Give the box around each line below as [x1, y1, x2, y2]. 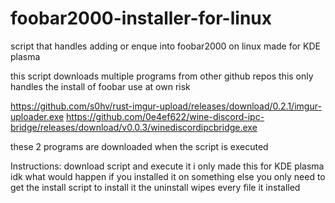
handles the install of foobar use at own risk [10, 80, 191, 92]
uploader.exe [10, 110, 65, 122]
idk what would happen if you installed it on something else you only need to [10, 170, 326, 182]
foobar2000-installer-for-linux [10, 7, 272, 30]
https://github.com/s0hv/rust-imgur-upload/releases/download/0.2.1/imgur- [10, 100, 322, 112]
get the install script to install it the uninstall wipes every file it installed [10, 181, 301, 193]
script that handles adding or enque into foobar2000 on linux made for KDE [10, 40, 321, 52]
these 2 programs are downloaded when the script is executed [10, 140, 269, 152]
